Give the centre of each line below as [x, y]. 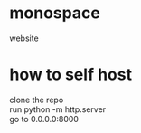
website [24, 38]
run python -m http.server [58, 109]
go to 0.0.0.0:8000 [44, 119]
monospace [55, 13]
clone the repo [37, 100]
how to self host [71, 75]
